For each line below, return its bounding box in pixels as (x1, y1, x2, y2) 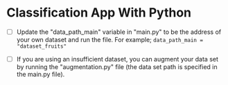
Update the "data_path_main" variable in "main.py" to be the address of (16, 28, 222, 36)
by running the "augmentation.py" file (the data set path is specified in (16, 63, 218, 71)
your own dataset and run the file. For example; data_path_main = (16, 36, 204, 44)
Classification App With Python (6, 5, 192, 21)
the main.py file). (16, 70, 65, 79)
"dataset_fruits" (16, 43, 67, 50)
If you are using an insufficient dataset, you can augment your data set (16, 55, 219, 63)
